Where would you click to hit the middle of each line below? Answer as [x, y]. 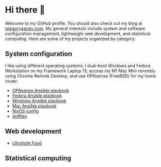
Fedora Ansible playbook [37, 95]
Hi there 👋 [25, 10]
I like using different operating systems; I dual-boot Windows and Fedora [78, 65]
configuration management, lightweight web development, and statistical [78, 33]
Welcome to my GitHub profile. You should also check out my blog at [74, 23]
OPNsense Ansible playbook [40, 90]
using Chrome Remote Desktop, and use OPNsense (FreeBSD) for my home [80, 76]
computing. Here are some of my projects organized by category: [70, 39]
